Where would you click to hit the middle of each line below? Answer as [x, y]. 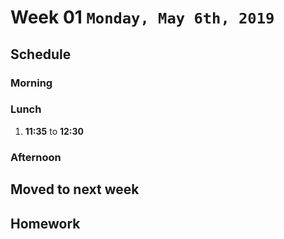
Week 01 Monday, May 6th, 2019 [142, 17]
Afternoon [36, 157]
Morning [31, 83]
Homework [45, 223]
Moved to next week [75, 189]
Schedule [41, 54]
